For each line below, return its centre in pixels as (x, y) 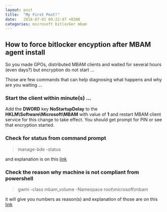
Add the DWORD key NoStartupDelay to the (51, 109)
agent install (25, 52)
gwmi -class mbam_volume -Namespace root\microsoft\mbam (83, 189)
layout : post (19, 10)
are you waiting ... (24, 85)
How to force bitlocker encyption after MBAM (78, 44)
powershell (19, 178)
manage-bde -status (39, 149)
